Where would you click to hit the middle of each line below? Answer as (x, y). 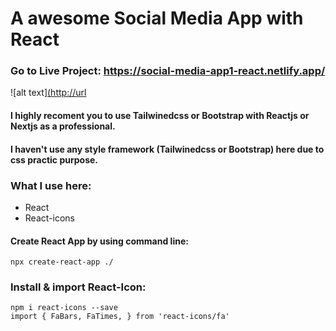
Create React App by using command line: (99, 241)
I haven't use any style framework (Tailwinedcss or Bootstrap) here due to (167, 149)
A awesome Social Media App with (157, 18)
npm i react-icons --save (64, 308)
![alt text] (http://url (48, 93)
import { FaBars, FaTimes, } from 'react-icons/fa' (120, 317)
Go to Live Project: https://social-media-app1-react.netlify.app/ (168, 71)
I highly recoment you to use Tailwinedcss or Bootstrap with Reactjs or (160, 116)
